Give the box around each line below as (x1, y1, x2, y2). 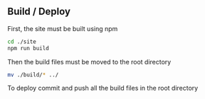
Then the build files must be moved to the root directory (7, 57, 172, 66)
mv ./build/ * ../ (7, 71, 59, 78)
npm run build (7, 45, 50, 52)
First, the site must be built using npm (7, 24, 118, 33)
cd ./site (7, 38, 37, 45)
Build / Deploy (7, 6, 71, 18)
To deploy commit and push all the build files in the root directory (7, 84, 199, 93)
